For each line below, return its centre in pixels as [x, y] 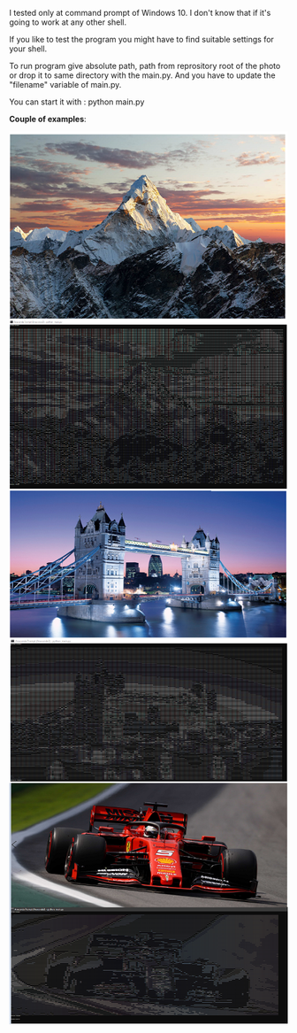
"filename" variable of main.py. [65, 85]
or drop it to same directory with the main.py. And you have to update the [142, 75]
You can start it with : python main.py [77, 102]
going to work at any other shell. [68, 22]
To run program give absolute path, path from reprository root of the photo [145, 66]
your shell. [28, 49]
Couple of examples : [48, 119]
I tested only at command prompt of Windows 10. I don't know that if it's [140, 13]
